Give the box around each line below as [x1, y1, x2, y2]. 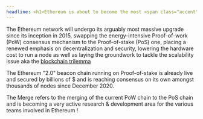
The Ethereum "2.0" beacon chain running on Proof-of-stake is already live [6, 69, 193, 76]
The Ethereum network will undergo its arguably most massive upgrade [6, 25, 184, 33]
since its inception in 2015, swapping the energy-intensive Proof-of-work [6, 31, 188, 39]
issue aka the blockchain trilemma [6, 57, 91, 65]
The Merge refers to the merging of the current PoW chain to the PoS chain [6, 94, 193, 101]
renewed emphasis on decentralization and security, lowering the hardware [6, 45, 194, 52]
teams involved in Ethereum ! [6, 106, 79, 114]
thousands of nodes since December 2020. [6, 82, 115, 89]
